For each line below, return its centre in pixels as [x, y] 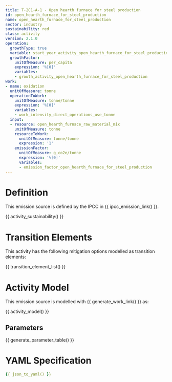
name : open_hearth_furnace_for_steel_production [58, 19]
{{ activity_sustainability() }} [35, 217]
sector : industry [24, 24]
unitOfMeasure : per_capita [43, 62]
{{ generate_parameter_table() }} [40, 340]
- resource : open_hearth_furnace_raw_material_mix [65, 124]
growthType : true [28, 48]
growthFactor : [25, 58]
